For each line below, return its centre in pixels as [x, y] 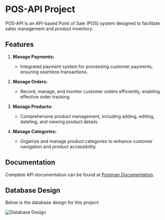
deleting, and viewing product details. [59, 122]
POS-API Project [40, 9]
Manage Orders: [30, 81]
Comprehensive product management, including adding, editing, [87, 116]
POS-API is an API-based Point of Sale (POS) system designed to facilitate [83, 23]
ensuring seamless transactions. [54, 72]
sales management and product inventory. [49, 28]
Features [19, 45]
